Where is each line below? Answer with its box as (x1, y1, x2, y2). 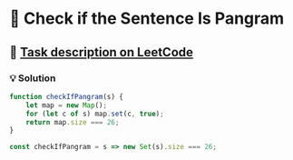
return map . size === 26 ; (25, 117, 120, 126)
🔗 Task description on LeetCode (9, 45, 193, 60)
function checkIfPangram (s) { (9, 92, 124, 101)
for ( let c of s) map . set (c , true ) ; (25, 109, 165, 118)
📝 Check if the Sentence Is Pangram (9, 8, 285, 29)
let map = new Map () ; (25, 100, 107, 110)
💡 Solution (9, 72, 56, 85)
